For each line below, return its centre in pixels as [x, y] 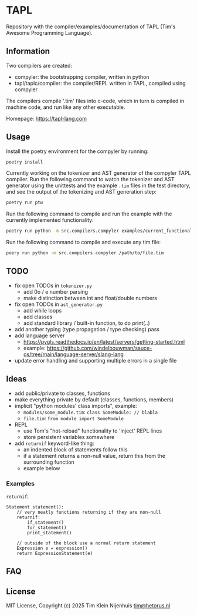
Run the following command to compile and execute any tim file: [84, 242]
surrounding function [49, 462]
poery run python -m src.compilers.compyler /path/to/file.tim [85, 253]
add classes [38, 317]
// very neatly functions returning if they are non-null [89, 512]
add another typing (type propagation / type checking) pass [87, 329]
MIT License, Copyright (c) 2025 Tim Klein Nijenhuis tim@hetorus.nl [88, 606]
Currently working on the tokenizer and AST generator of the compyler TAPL [98, 173]
